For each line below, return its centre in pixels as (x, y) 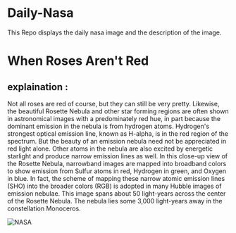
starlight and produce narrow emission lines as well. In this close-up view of (118, 156)
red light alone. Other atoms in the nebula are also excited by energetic (110, 149)
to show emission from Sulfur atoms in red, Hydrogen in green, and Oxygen (117, 171)
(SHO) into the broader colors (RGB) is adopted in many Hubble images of (114, 186)
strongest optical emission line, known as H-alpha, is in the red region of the (118, 133)
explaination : (38, 87)
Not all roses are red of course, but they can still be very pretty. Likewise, (113, 103)
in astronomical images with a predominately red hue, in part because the (114, 118)
